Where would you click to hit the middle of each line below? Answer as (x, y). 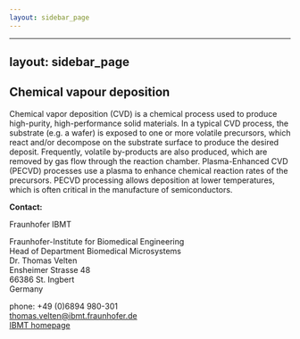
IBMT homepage (40, 325)
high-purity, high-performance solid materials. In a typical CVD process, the (149, 123)
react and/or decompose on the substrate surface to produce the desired (144, 142)
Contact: (26, 207)
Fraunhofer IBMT (40, 224)
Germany (26, 289)
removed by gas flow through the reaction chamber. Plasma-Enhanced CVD (149, 161)
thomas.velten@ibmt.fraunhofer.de (74, 315)
